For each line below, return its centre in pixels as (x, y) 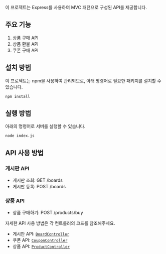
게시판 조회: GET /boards (37, 180)
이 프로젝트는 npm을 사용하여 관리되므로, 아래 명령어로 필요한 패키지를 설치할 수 (83, 81)
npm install (18, 96)
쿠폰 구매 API (25, 50)
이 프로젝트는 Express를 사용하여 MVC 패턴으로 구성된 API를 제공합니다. (76, 7)
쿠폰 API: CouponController (40, 240)
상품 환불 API (25, 44)
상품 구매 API (25, 38)
